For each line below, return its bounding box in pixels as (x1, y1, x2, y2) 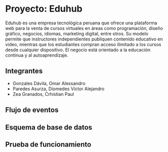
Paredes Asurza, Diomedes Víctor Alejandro (12, 86, 105, 92)
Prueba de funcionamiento (5, 140, 91, 148)
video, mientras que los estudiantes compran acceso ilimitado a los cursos (5, 41, 161, 47)
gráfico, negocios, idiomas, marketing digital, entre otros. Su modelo (5, 30, 149, 36)
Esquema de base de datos (5, 123, 92, 132)
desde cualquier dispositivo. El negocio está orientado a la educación (5, 47, 151, 53)
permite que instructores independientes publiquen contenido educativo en (5, 36, 163, 42)
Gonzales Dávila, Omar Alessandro (12, 80, 85, 86)
